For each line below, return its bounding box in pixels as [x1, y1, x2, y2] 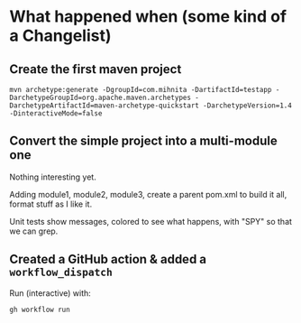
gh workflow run [9, 305, 70, 314]
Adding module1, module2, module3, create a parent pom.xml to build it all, [9, 189, 287, 199]
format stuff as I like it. [9, 198, 93, 209]
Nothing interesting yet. [9, 171, 96, 182]
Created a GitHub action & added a [9, 252, 207, 267]
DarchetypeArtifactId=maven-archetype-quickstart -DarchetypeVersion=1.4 [9, 101, 293, 110]
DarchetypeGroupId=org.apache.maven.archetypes [9, 93, 192, 102]
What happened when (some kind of [9, 6, 287, 27]
